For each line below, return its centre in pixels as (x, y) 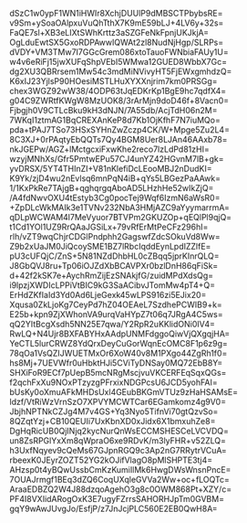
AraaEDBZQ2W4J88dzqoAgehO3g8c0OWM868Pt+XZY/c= (121, 489)
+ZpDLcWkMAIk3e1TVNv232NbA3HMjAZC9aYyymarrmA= (120, 208)
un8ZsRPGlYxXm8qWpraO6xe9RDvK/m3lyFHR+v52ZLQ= (118, 441)
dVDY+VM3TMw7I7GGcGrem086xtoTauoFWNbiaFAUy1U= (119, 52)
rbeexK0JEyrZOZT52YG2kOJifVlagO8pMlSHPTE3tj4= (111, 460)
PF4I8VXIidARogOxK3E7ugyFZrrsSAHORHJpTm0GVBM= (117, 499)
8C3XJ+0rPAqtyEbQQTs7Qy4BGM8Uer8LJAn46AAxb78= (118, 139)
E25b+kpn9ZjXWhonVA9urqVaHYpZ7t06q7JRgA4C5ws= (116, 314)
